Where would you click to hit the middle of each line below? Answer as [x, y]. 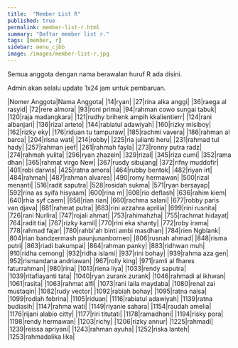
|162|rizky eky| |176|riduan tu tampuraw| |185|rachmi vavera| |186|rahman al [119, 132]
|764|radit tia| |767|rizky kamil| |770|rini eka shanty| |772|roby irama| [108, 222]
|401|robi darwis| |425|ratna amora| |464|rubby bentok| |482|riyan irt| [110, 170]
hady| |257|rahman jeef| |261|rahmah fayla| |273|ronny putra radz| [105, 147]
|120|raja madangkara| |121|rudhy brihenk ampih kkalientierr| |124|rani [109, 117]
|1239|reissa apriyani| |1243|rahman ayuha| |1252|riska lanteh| [98, 329]
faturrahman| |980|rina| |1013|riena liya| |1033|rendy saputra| [97, 268]
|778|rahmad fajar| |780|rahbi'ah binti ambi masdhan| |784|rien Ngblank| [114, 230]
